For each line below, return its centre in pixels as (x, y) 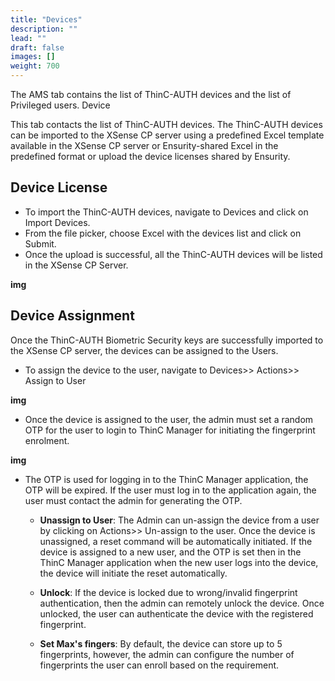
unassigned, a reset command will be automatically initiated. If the (176, 541)
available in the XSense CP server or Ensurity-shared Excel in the (144, 145)
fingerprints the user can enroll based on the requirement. (159, 665)
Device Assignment (72, 316)
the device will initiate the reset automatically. (133, 573)
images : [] (33, 57)
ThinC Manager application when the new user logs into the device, (179, 562)
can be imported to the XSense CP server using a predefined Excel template (167, 135)
